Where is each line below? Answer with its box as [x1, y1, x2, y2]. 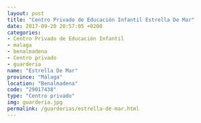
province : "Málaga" [7, 73, 63, 81]
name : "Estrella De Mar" [7, 67, 78, 74]
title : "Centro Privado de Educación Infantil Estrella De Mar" [7, 16, 195, 23]
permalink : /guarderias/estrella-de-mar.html [7, 105, 139, 112]
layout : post [7, 10, 45, 17]
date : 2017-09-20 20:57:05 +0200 [7, 23, 103, 29]
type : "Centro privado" [7, 93, 75, 100]
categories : [7, 29, 41, 36]
